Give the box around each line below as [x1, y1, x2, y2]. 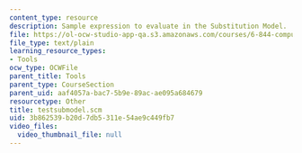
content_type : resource [9, 13, 99, 22]
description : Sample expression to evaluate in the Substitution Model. [9, 22, 288, 31]
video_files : [9, 122, 58, 131]
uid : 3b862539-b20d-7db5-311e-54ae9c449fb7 [9, 113, 175, 122]
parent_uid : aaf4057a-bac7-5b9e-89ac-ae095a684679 [9, 88, 203, 97]
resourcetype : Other [9, 96, 87, 106]
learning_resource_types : [9, 47, 106, 56]
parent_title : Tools [9, 72, 87, 81]
